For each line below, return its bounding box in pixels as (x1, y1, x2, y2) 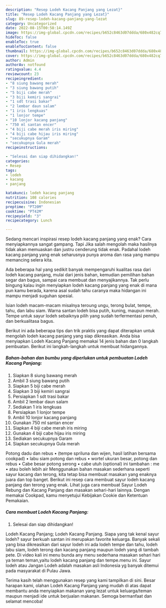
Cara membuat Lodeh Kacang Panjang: (5, 509, 89, 515)
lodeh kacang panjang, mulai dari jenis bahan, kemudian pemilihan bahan (5, 272, 155, 278)
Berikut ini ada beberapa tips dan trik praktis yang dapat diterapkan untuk (5, 328, 155, 334)
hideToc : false (5, 35, 37, 40)
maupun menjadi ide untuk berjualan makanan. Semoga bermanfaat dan (5, 593, 152, 599)
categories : (5, 159, 30, 164)
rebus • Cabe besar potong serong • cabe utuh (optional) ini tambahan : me (5, 461, 160, 467)
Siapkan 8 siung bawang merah (12, 373, 77, 379)
